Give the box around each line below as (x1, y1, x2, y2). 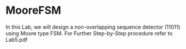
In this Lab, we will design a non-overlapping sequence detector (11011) (5, 23, 181, 30)
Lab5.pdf (5, 36, 28, 43)
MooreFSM (5, 4, 61, 17)
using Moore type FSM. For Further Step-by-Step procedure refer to (5, 29, 173, 36)
